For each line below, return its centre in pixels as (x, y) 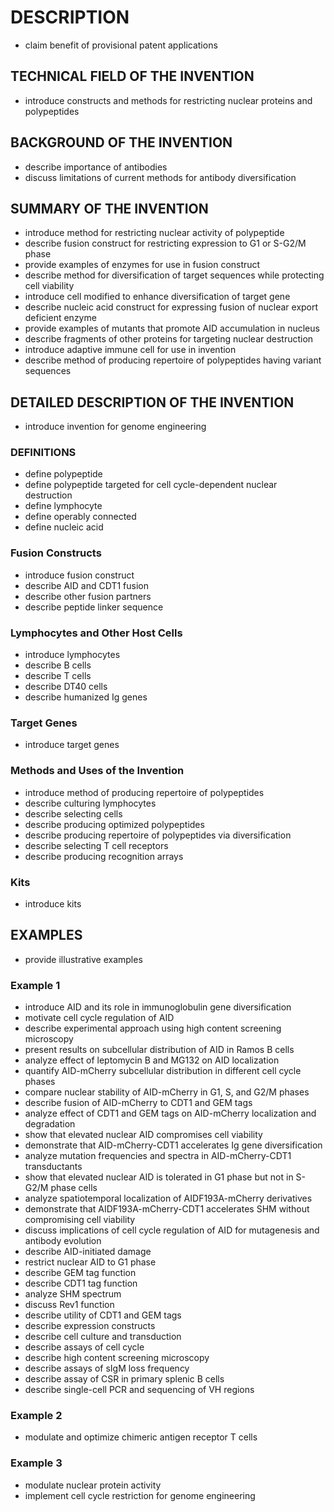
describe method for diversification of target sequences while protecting (174, 275)
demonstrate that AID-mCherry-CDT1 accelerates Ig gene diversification (173, 1145)
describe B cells (58, 665)
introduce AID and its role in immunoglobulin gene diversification (158, 1007)
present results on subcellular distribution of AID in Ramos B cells (159, 1050)
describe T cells (58, 676)
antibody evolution (63, 1241)
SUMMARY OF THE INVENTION (109, 208)
